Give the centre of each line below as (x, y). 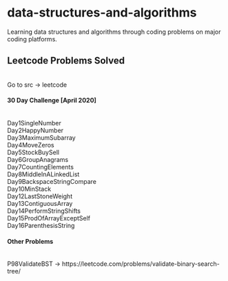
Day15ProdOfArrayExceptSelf (49, 218)
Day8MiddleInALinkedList (43, 174)
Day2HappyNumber (35, 130)
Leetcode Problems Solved (66, 61)
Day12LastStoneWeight (40, 196)
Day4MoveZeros (31, 145)
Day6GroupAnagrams (38, 159)
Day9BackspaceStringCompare (52, 181)
